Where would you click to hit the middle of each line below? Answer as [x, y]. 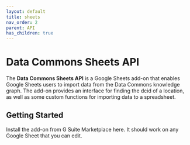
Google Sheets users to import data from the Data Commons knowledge [93, 85]
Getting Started [35, 115]
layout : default [26, 11]
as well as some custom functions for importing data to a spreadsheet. [91, 97]
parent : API [20, 28]
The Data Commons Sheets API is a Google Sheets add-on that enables [93, 78]
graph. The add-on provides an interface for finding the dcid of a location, [95, 91]
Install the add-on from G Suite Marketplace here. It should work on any [92, 129]
